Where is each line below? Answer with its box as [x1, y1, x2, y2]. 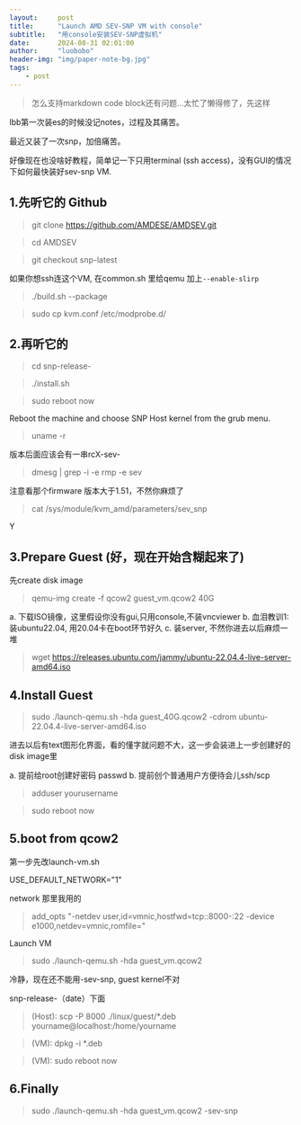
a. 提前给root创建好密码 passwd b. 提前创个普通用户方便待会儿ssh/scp [9, 770, 270, 781]
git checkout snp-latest [31, 254, 118, 265]
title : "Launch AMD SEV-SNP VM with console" [9, 22, 203, 31]
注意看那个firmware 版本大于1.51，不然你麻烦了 [9, 486, 184, 496]
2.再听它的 [9, 336, 69, 352]
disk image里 [9, 751, 58, 761]
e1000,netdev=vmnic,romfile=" [31, 920, 146, 931]
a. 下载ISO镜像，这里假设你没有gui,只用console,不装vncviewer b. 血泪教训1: [9, 612, 289, 622]
